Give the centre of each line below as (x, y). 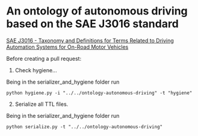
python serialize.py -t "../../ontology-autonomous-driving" (85, 127)
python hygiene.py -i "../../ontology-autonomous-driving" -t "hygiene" (99, 93)
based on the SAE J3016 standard (92, 24)
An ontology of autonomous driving (97, 11)
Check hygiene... (36, 70)
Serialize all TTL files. (42, 104)
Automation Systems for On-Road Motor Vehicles (67, 47)
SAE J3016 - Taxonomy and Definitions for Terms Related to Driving (90, 40)
